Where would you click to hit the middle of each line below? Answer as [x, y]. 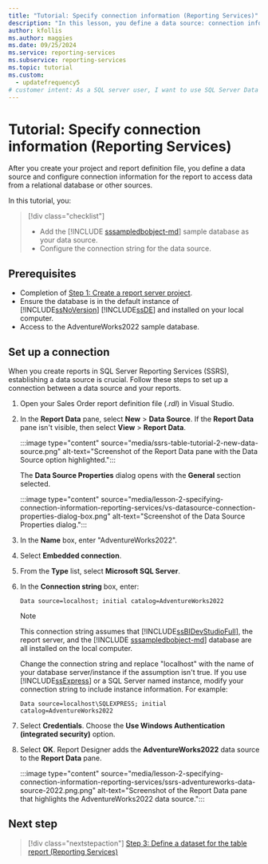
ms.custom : [26, 75]
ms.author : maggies [41, 38]
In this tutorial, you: [40, 201]
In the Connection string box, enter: [79, 586]
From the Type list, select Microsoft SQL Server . [100, 570]
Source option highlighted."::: [67, 460]
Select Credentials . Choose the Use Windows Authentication [122, 725]
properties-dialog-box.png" [65, 516]
